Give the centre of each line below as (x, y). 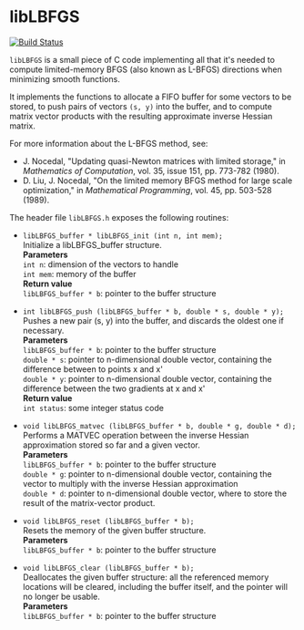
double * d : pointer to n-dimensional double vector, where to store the (155, 493)
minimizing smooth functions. (65, 78)
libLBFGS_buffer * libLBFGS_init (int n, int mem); (122, 236)
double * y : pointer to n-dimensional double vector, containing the (147, 378)
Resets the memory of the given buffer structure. (114, 530)
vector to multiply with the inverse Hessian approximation (130, 483)
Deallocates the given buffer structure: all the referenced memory (146, 577)
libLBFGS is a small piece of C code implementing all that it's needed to (142, 59)
